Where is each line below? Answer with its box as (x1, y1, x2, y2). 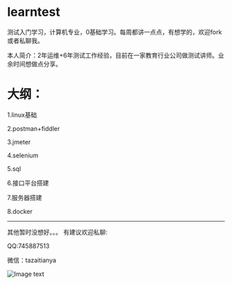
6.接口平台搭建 (7, 179, 50, 187)
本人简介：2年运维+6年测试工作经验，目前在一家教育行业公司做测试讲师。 (7, 51, 219, 59)
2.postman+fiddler (7, 124, 60, 132)
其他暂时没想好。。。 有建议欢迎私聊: (7, 228, 108, 236)
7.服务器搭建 (7, 193, 43, 202)
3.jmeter (7, 137, 31, 146)
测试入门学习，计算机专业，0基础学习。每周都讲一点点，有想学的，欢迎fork (7, 28, 222, 36)
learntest (7, 4, 61, 20)
